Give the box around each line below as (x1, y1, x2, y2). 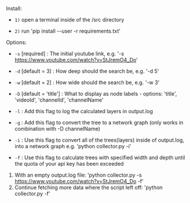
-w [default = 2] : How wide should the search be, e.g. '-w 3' (14, 79, 160, 86)
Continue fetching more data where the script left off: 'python (14, 184, 163, 191)
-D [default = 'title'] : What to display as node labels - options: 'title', (14, 90, 177, 97)
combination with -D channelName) (14, 125, 101, 132)
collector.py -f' (14, 190, 51, 197)
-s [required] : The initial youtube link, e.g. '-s (14, 50, 125, 57)
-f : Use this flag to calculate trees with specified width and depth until (14, 154, 185, 161)
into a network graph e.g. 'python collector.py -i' (14, 143, 132, 149)
